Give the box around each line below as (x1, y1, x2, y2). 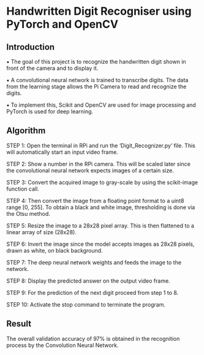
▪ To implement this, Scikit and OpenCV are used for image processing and (6, 101, 196, 109)
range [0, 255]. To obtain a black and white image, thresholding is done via (6, 204, 195, 211)
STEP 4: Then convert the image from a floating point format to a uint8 (6, 197, 184, 204)
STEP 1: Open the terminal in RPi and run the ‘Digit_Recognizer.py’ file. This (6, 142, 196, 149)
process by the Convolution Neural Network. (6, 342, 119, 349)
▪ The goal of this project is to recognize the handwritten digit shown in (6, 58, 186, 65)
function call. (6, 185, 40, 193)
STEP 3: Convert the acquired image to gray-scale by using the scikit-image (6, 178, 198, 186)
